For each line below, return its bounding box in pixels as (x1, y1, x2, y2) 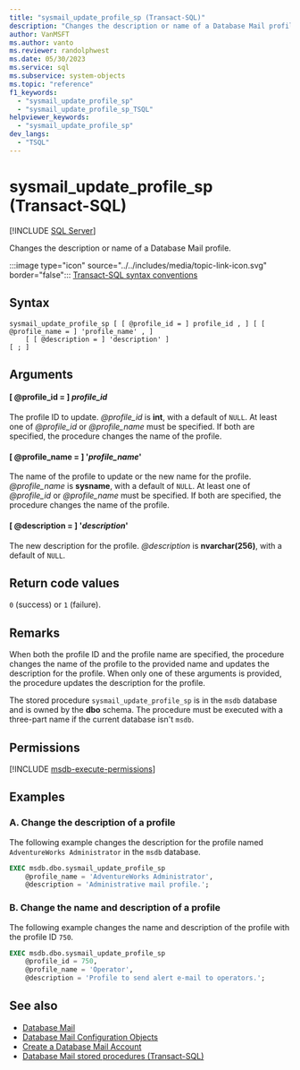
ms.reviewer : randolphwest (9, 47, 110, 56)
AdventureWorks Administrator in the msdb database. (9, 846, 201, 857)
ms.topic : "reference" (9, 80, 94, 89)
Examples (9, 790, 65, 805)
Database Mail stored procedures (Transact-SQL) (21, 1050, 204, 1061)
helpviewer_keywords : (9, 113, 90, 122)
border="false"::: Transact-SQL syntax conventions (9, 270, 198, 280)
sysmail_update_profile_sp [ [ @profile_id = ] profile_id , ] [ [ (9, 319, 266, 328)
